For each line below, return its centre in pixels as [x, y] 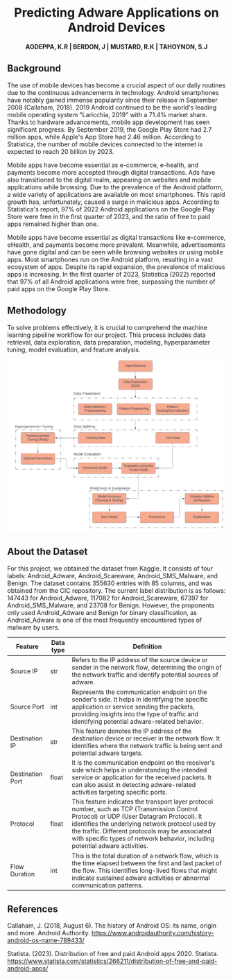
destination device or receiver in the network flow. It [146, 738]
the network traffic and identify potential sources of [145, 675]
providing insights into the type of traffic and [135, 714]
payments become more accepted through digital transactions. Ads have [111, 172]
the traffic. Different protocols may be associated [141, 831]
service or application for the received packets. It [141, 777]
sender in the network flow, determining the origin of [147, 668]
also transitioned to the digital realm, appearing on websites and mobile [109, 180]
